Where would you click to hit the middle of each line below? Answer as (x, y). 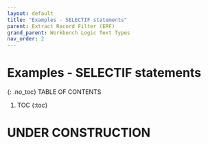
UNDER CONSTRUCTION (79, 133)
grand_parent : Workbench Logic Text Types (69, 33)
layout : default (30, 13)
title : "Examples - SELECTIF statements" (67, 20)
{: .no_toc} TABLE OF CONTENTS (54, 92)
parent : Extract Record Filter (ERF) (61, 26)
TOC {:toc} (32, 105)
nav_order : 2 (26, 39)
